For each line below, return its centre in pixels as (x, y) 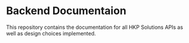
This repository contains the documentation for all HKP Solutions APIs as (94, 27)
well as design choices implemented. (51, 33)
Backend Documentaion (66, 11)
